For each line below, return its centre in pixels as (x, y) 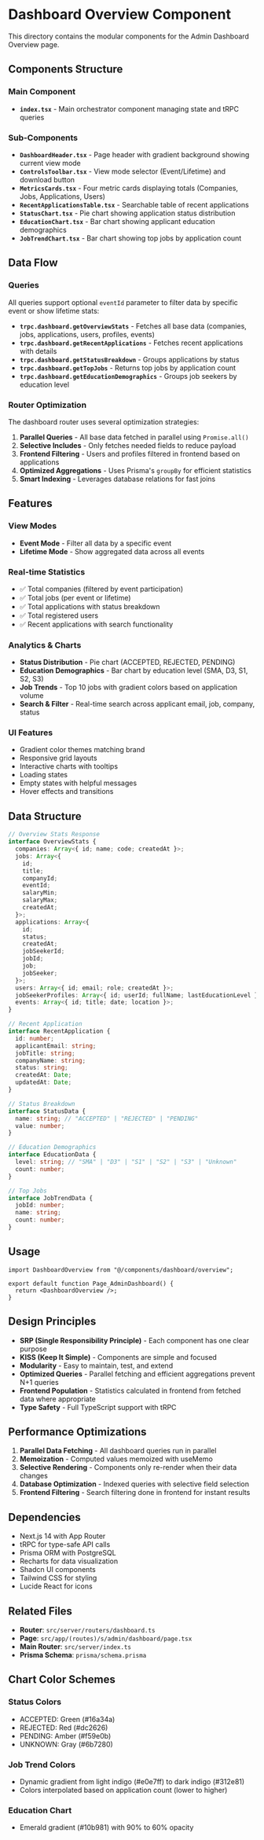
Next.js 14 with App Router (62, 1536)
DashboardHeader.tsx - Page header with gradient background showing (134, 154)
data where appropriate (57, 1399)
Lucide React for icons (56, 1586)
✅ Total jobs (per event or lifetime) (75, 597)
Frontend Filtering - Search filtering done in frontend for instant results (135, 1493)
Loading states (44, 775)
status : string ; (42, 1068)
